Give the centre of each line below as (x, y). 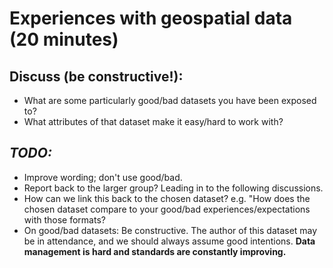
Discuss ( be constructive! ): (96, 76)
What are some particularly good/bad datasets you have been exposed (170, 100)
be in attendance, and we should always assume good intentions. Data (169, 241)
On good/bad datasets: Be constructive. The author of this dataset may (170, 230)
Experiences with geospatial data (151, 18)
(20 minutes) (64, 39)
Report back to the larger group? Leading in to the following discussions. (173, 188)
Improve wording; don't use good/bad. (103, 177)
